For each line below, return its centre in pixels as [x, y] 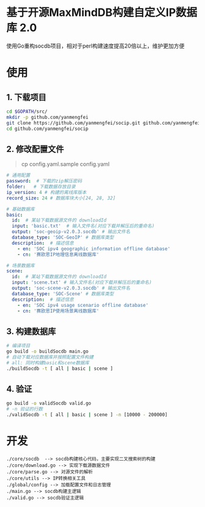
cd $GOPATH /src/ [27, 111]
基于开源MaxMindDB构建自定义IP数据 [102, 13]
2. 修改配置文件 [35, 149]
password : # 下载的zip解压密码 [44, 181]
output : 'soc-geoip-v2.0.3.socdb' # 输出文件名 [71, 232]
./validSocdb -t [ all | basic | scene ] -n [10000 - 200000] [87, 415]
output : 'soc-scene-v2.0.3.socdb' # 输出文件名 [71, 288]
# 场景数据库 [20, 265]
